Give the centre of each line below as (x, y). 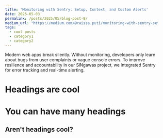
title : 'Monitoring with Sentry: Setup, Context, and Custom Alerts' (77, 9)
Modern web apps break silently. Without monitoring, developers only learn (80, 55)
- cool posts (23, 32)
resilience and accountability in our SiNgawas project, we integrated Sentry (81, 65)
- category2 (22, 41)
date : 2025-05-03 (23, 14)
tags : (10, 28)
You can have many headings (65, 112)
